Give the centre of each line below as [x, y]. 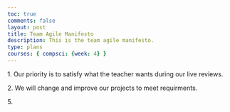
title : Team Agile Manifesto [51, 34]
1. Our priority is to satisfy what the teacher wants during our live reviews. [115, 74]
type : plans [25, 47]
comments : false [31, 21]
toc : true [22, 14]
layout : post [27, 27]
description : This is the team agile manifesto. [81, 41]
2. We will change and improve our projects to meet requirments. [103, 88]
